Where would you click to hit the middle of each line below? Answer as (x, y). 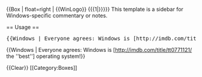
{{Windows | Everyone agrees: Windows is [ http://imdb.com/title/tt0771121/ (99, 50)
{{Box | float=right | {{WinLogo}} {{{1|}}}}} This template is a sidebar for (95, 9)
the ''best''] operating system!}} (46, 56)
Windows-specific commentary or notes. (57, 16)
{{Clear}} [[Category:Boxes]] (42, 68)
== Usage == (23, 27)
